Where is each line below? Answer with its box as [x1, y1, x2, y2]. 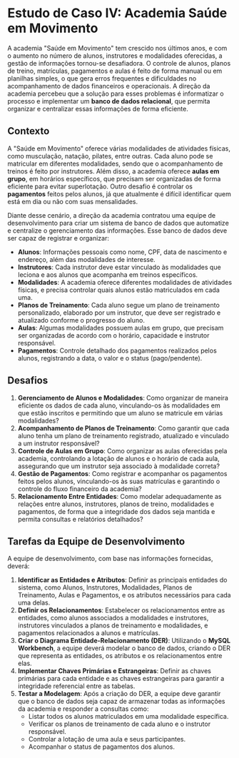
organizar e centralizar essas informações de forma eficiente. [7, 104, 189, 113]
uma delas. [17, 598, 51, 607]
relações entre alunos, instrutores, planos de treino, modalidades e [17, 500, 215, 508]
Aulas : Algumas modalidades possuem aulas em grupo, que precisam [17, 323, 224, 332]
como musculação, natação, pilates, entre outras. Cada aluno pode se [7, 151, 213, 160]
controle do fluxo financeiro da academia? [17, 484, 142, 493]
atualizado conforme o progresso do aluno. [17, 315, 145, 324]
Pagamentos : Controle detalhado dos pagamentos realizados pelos [17, 346, 218, 355]
